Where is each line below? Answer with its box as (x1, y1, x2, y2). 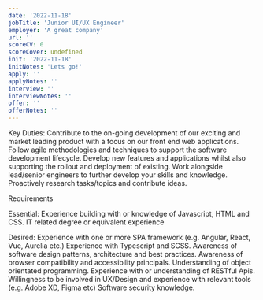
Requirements (8, 194, 54, 203)
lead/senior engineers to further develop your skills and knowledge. (8, 170, 228, 180)
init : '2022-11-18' (8, 56, 72, 64)
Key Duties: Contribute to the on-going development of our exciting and (8, 128, 241, 138)
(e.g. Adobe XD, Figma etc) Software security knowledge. (8, 283, 195, 292)
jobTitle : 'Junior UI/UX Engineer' (8, 19, 125, 27)
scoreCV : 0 (8, 41, 44, 49)
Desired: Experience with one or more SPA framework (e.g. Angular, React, (8, 233, 251, 242)
